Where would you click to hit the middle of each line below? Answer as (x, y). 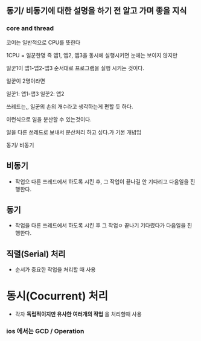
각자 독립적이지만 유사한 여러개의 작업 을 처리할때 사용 (78, 314)
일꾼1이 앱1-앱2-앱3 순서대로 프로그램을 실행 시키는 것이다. (75, 68)
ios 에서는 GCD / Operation (45, 331)
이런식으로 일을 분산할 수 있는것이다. (49, 119)
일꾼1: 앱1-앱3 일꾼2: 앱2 (35, 94)
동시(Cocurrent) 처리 (57, 296)
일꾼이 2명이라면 (26, 81)
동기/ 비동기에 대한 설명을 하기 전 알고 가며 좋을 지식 (97, 11)
